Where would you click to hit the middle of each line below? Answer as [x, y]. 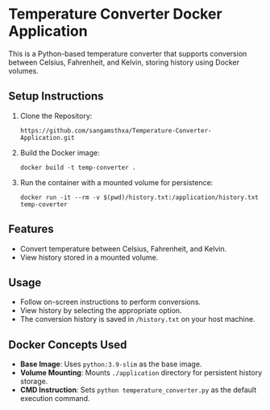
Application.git [47, 137]
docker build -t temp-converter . [78, 167]
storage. [34, 382]
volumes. [23, 70]
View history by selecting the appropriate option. [101, 311]
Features [31, 229]
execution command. [55, 399]
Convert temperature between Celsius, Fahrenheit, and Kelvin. [123, 248]
